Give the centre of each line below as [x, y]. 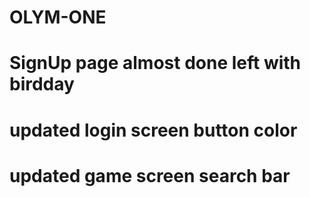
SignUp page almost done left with [155, 63]
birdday [42, 84]
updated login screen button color [153, 130]
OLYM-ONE [58, 17]
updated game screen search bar [150, 175]
